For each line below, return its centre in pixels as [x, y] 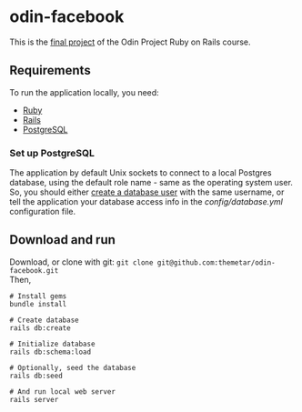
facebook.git [34, 270]
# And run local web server [63, 392]
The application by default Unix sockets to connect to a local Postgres [141, 173]
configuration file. [42, 212]
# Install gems [38, 296]
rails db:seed [36, 376]
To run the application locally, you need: [84, 92]
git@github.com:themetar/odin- [216, 262]
